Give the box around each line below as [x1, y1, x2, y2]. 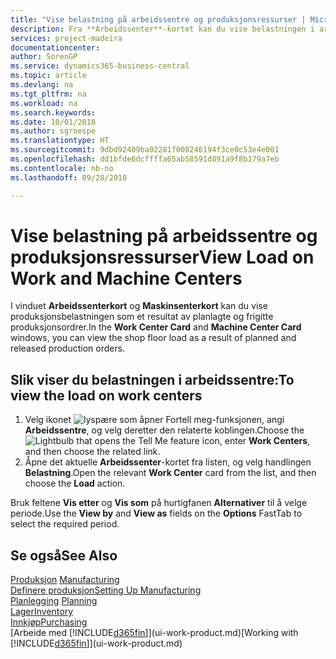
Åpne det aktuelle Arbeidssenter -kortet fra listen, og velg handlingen [24, 456, 312, 468]
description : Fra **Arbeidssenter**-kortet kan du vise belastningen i [10, 24, 315, 34]
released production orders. [10, 342, 126, 355]
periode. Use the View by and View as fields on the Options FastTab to [10, 507, 303, 520]
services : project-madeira [10, 33, 123, 43]
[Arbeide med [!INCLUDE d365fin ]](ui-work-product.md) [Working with [10, 627, 299, 639]
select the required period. [10, 518, 120, 530]
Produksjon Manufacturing [10, 574, 120, 586]
